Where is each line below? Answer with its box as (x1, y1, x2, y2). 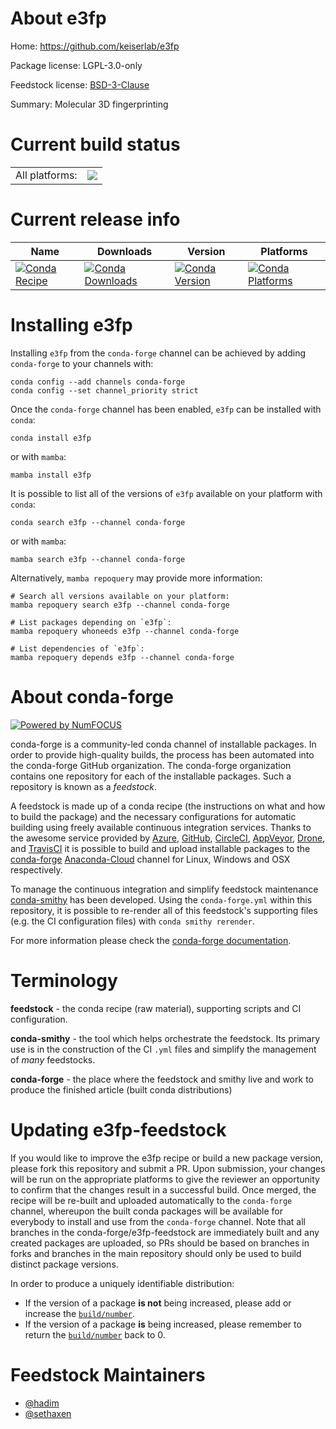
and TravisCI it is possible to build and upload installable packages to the (10, 842, 311, 854)
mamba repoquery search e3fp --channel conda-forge (10, 600, 230, 610)
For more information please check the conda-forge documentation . (10, 934, 292, 946)
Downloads (96, 244, 153, 258)
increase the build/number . (24, 1307, 136, 1319)
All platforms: (15, 168, 78, 182)
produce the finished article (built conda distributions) (10, 1083, 233, 1096)
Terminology (10, 969, 118, 992)
